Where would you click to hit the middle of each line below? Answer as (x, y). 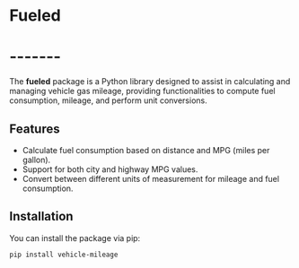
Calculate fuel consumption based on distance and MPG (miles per (146, 150)
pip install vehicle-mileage (64, 255)
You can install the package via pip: (75, 238)
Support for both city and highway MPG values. (110, 169)
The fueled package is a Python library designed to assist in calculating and (150, 82)
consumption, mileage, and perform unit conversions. (109, 100)
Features (35, 129)
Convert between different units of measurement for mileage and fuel (151, 178)
